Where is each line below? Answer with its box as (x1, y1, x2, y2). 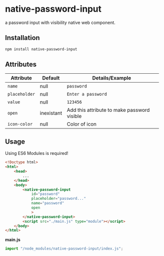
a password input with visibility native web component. (5, 20, 116, 25)
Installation (5, 34, 40, 42)
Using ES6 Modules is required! (5, 150, 68, 156)
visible (66, 113, 82, 120)
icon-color (7, 121, 33, 127)
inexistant (40, 110, 62, 117)
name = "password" (31, 201, 64, 206)
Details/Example (92, 75, 131, 82)
